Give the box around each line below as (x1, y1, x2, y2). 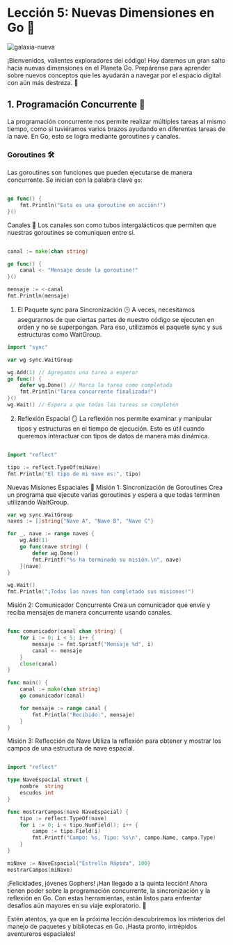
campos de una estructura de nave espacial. (7, 744, 135, 753)
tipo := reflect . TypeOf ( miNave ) (7, 463, 101, 471)
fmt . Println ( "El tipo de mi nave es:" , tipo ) (7, 470, 141, 477)
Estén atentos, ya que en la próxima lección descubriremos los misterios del (7, 914, 225, 923)
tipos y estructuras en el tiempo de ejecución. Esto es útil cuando (17, 424, 205, 433)
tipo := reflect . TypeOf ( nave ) (19, 815, 108, 822)
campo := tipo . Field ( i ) (32, 828, 101, 835)
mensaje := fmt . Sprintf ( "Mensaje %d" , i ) (32, 640, 154, 647)
